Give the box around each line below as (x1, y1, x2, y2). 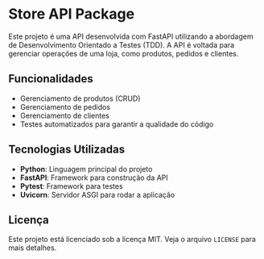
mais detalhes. (8, 243, 57, 253)
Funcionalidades (8, 72, 94, 86)
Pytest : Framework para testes (19, 181, 123, 190)
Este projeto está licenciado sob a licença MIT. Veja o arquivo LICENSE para (8, 235, 256, 244)
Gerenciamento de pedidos (19, 102, 111, 111)
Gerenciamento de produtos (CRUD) (19, 94, 141, 103)
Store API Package (8, 5, 135, 23)
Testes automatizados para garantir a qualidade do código (19, 119, 214, 129)
